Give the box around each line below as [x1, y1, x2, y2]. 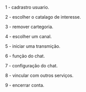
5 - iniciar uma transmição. [5, 43, 60, 49]
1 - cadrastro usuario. [5, 5, 49, 10]
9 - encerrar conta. [5, 82, 44, 88]
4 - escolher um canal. [5, 34, 52, 39]
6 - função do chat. [5, 53, 45, 59]
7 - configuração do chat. [5, 63, 58, 68]
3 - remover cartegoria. [5, 24, 53, 30]
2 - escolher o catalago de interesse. [5, 14, 81, 20]
